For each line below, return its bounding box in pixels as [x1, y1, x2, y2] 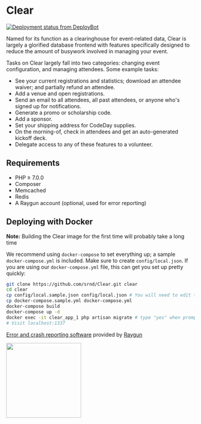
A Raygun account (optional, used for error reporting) [14, 199, 147, 206]
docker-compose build [6, 303, 60, 310]
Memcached [14, 187, 46, 194]
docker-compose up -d [6, 309, 60, 315]
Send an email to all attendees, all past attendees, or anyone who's [14, 96, 180, 103]
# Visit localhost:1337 [6, 320, 66, 326]
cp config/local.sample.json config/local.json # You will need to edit [6, 292, 191, 298]
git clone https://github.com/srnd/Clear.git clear [6, 281, 138, 287]
